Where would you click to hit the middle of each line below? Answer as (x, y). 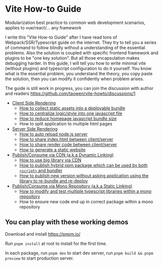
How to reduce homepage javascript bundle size (68, 118)
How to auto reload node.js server (53, 134)
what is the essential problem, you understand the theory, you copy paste (79, 73)
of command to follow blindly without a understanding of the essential (75, 47)
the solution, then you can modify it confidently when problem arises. (75, 79)
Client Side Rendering (34, 103)
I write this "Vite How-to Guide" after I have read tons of (61, 37)
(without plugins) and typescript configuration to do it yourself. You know (78, 68)
